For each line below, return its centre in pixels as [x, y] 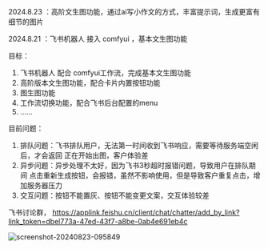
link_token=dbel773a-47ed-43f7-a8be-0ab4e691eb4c [98, 221]
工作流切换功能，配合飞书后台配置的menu [89, 103]
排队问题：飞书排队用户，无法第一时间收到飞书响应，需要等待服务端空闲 [139, 145]
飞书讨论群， [29, 212]
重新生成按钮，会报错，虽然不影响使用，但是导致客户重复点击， [148, 175]
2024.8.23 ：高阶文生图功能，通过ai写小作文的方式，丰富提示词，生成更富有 [134, 12]
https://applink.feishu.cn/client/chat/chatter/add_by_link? [146, 212]
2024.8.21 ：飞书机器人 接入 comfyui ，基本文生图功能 [98, 39]
